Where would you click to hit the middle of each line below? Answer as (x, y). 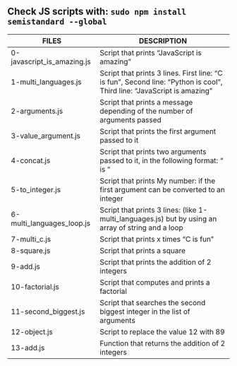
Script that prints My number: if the (158, 181)
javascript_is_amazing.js (51, 61)
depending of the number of (146, 111)
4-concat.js (31, 160)
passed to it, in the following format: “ (162, 160)
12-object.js (32, 331)
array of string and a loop (141, 228)
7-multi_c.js (31, 239)
